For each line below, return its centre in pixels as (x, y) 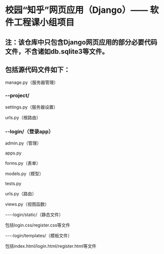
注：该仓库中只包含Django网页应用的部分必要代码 (81, 42)
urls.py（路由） (21, 193)
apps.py (13, 153)
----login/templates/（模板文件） (39, 235)
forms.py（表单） (23, 163)
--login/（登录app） (29, 131)
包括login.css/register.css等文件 (38, 225)
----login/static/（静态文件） (34, 215)
